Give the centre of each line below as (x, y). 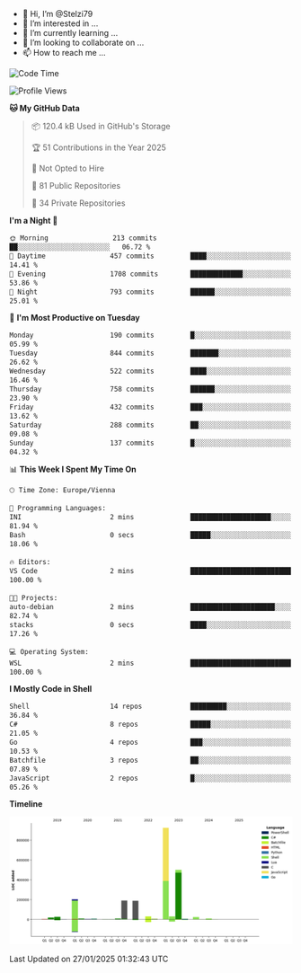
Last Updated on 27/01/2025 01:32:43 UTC (89, 959)
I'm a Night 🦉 (34, 221)
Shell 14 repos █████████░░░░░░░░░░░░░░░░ (150, 706)
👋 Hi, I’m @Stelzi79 (58, 14)
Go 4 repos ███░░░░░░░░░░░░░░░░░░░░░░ (150, 742)
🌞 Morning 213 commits (83, 238)
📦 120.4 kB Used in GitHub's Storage (101, 126)
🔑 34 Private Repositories (78, 203)
